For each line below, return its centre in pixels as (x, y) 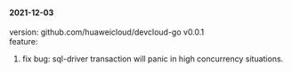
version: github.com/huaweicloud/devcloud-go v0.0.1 (107, 32)
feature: (24, 42)
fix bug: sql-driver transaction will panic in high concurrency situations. (153, 59)
